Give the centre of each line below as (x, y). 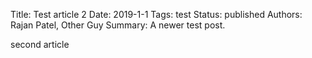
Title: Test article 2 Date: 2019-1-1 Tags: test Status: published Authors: (156, 14)
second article (40, 44)
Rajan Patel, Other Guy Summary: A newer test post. (118, 25)
